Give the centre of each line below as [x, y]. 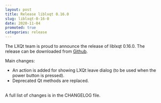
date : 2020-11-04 [23, 23]
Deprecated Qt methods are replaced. [51, 81]
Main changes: [20, 61]
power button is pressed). [38, 75]
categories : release [26, 32]
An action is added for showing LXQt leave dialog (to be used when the [84, 70]
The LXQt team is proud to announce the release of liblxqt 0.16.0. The [75, 46]
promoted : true [21, 28]
